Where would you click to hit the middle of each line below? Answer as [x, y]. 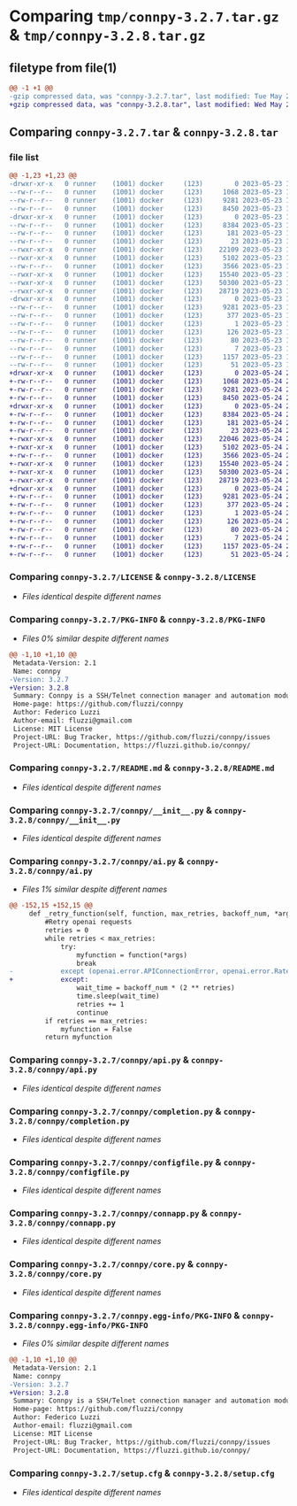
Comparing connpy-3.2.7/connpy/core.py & [102, 1264]
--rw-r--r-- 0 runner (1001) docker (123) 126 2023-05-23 [146, 332]
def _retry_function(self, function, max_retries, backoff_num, [150, 914]
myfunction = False [96, 1029]
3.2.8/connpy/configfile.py [69, 1172]
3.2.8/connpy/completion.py [69, 1121]
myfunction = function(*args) [132, 955]
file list [24, 157]
